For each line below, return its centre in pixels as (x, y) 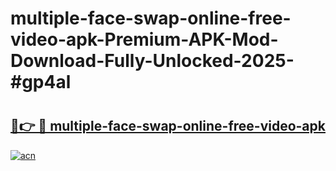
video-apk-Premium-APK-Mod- (144, 39)
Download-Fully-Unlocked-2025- (152, 61)
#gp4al (41, 82)
